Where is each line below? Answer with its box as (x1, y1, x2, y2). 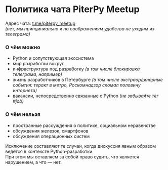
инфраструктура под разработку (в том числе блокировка (12, 66, 140, 72)
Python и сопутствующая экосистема (12, 55, 94, 61)
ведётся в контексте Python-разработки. (5, 148, 94, 154)
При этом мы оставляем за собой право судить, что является (5, 153, 139, 160)
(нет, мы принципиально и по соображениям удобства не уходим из (5, 25, 155, 31)
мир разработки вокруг (12, 61, 64, 67)
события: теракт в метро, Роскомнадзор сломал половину (12, 82, 141, 88)
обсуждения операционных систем (12, 133, 90, 139)
